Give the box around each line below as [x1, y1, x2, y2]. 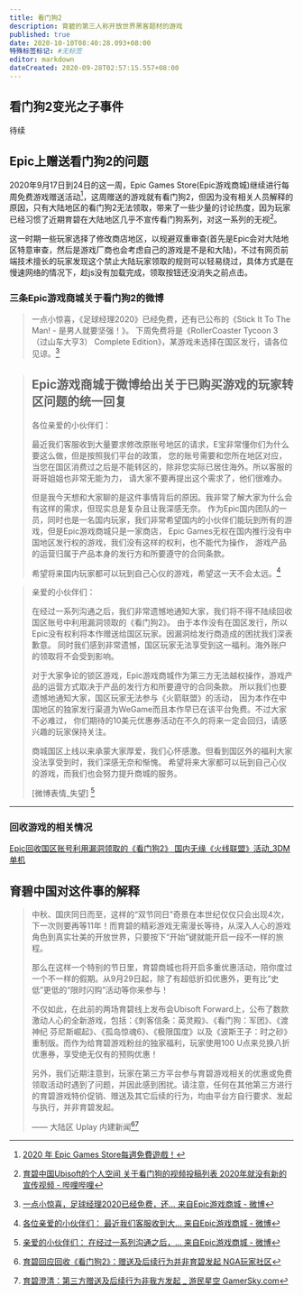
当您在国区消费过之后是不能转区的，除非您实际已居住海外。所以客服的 [31, 461, 293, 472]
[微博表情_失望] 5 [31, 786, 96, 798]
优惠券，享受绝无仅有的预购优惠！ [31, 1049, 159, 1060]
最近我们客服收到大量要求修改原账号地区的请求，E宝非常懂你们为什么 [31, 438, 290, 449]
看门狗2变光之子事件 [9, 99, 124, 115]
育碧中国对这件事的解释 [9, 883, 140, 898]
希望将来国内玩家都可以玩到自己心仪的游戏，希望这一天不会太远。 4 [31, 565, 281, 578]
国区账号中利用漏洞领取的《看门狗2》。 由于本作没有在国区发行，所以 [31, 617, 289, 628]
